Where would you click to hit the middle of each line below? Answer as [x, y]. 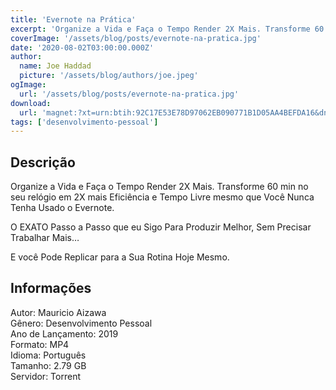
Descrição [43, 162]
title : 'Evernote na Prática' [73, 19]
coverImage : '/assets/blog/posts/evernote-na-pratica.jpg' [136, 38]
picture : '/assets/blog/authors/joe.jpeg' [109, 76]
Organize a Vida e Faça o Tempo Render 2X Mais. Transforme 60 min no [159, 187]
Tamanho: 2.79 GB [48, 365]
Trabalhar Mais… [45, 238]
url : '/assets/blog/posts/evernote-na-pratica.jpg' [129, 94]
